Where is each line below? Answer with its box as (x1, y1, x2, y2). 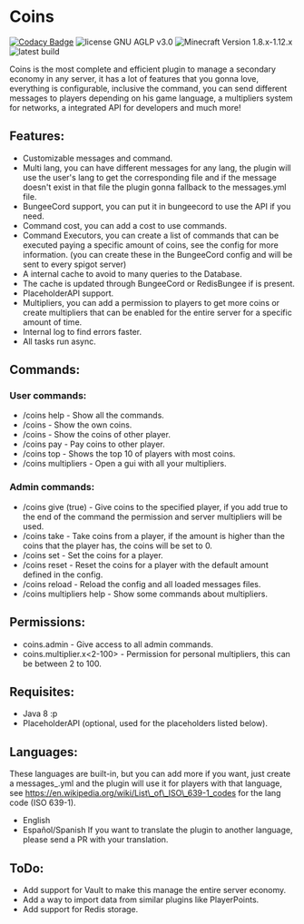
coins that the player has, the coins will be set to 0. (22, 540, 213, 551)
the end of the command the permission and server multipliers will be (22, 511, 283, 522)
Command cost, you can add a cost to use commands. (22, 220, 227, 231)
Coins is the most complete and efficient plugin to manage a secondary (9, 64, 277, 74)
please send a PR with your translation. (22, 834, 169, 845)
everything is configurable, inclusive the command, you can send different (9, 83, 288, 93)
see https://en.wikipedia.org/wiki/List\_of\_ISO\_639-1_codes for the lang (9, 788, 281, 799)
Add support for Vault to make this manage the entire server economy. (22, 884, 287, 895)
